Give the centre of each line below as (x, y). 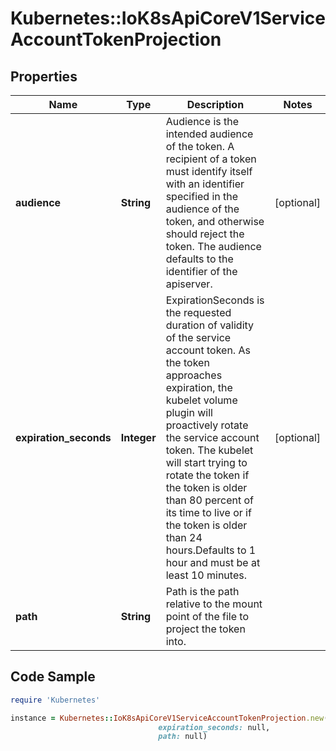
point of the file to (207, 616)
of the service (198, 337)
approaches (194, 375)
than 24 (184, 537)
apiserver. (189, 284)
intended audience (209, 134)
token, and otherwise (215, 221)
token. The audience (213, 246)
